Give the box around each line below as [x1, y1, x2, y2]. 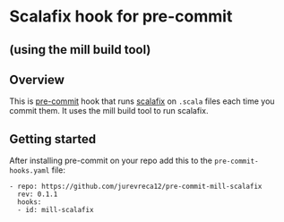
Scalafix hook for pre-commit [9, 6, 233, 27]
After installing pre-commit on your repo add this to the [9, 155, 213, 166]
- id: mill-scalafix [17, 206, 94, 215]
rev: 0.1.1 [17, 190, 58, 199]
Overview [9, 72, 65, 87]
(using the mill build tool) [9, 42, 151, 57]
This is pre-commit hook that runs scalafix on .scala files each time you [9, 96, 275, 107]
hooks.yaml [9, 166, 50, 175]
